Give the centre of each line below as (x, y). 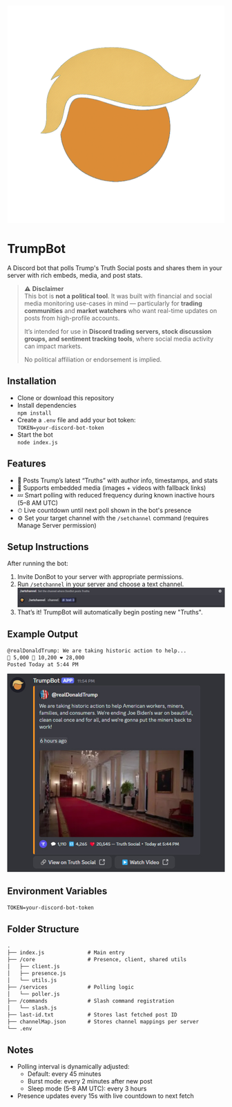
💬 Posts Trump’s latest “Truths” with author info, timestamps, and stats (117, 480)
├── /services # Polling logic (71, 987)
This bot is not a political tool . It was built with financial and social (118, 296)
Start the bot (35, 435)
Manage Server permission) (57, 525)
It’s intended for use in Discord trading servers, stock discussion (118, 331)
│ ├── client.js (33, 967)
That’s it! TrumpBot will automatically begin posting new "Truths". (110, 612)
